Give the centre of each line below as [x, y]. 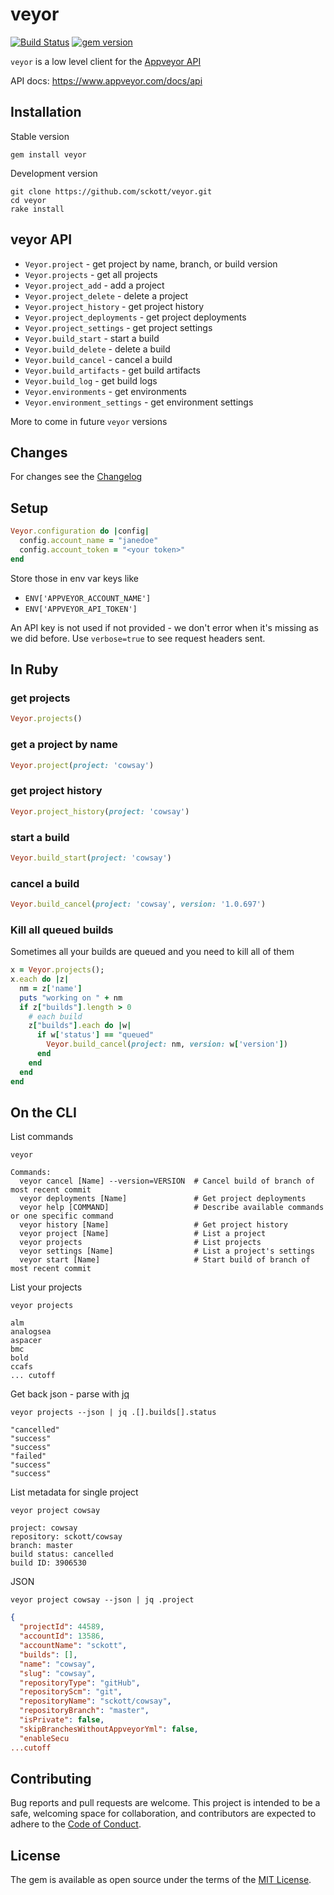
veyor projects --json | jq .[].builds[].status [113, 1413]
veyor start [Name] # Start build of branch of [165, 1260]
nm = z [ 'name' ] [51, 988]
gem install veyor [48, 154]
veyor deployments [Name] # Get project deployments [163, 1199]
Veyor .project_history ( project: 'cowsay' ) [100, 811]
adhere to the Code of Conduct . [76, 1824]
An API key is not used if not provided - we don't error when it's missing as [164, 627]
